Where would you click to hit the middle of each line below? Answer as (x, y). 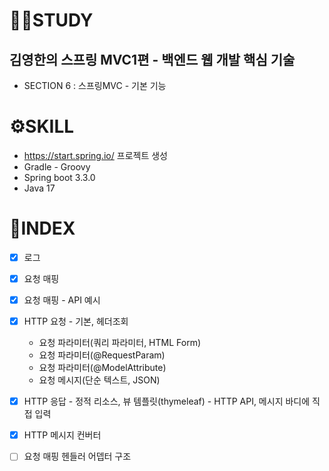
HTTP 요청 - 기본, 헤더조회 (76, 321)
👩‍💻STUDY (51, 20)
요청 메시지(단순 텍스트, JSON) (99, 380)
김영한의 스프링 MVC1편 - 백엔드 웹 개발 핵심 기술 (152, 59)
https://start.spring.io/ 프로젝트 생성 (95, 155)
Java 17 (39, 188)
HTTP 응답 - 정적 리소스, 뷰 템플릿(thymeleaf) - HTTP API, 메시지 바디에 (167, 401)
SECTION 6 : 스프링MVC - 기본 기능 (95, 85)
